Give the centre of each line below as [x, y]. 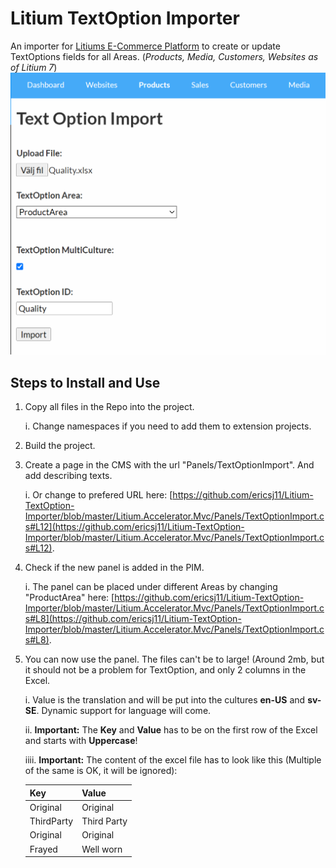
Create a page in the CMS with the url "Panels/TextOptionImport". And [169, 465]
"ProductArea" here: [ [69, 598]
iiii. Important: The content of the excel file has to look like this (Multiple [173, 760]
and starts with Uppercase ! [81, 741]
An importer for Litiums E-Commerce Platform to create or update [145, 46]
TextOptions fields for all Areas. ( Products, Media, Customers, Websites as [164, 56]
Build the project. [60, 446]
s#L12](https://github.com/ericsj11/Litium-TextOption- [134, 527]
